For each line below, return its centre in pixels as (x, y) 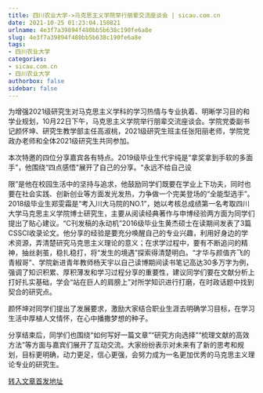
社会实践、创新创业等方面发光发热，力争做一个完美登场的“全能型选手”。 (138, 194)
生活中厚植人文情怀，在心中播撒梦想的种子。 (80, 318)
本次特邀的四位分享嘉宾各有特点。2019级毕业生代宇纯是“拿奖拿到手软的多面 (130, 158)
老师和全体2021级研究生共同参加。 (77, 141)
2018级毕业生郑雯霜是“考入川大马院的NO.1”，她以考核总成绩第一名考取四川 (129, 204)
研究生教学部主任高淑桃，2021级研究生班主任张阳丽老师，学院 (142, 131)
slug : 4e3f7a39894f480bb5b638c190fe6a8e (75, 37)
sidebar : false (33, 88)
